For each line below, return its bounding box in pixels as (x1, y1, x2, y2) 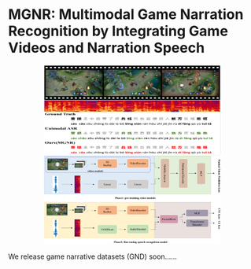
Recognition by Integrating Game (8, 22, 228, 40)
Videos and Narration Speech (8, 39, 205, 57)
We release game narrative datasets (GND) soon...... (8, 252, 177, 261)
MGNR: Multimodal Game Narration (8, 6, 244, 24)
